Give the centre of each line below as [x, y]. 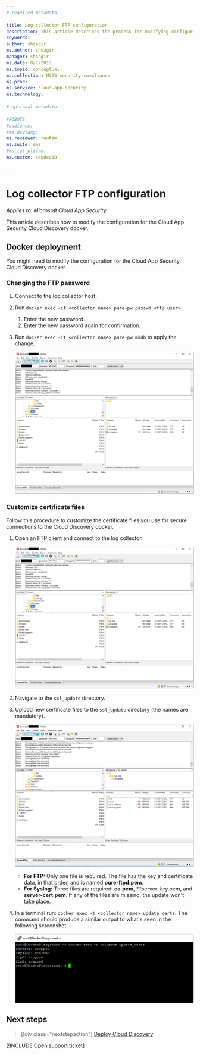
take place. [37, 902]
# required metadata [32, 13]
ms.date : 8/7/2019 [29, 63]
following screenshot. [41, 926]
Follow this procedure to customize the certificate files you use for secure [97, 520]
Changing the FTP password [48, 283]
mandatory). [30, 716]
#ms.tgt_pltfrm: [26, 151]
